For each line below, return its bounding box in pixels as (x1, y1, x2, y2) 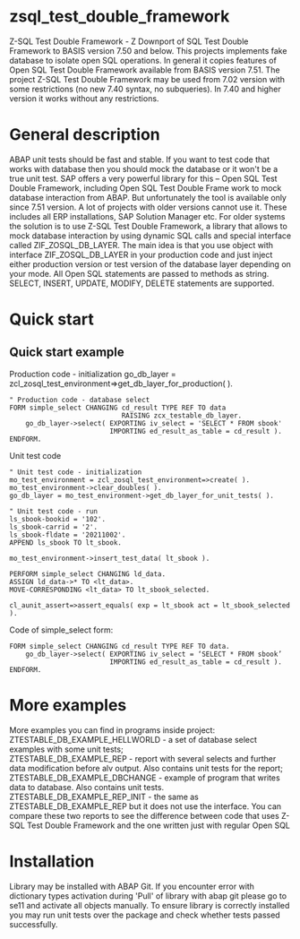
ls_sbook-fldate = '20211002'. (9, 530, 126, 539)
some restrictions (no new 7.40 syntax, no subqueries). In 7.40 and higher (9, 83, 281, 94)
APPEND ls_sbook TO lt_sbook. (9, 538, 123, 547)
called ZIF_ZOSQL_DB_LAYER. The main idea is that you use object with (9, 239, 274, 250)
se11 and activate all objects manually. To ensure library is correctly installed (9, 900, 290, 910)
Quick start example (9, 345, 124, 360)
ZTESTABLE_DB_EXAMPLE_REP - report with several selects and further (9, 753, 277, 763)
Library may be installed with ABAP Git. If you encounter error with (9, 881, 255, 892)
